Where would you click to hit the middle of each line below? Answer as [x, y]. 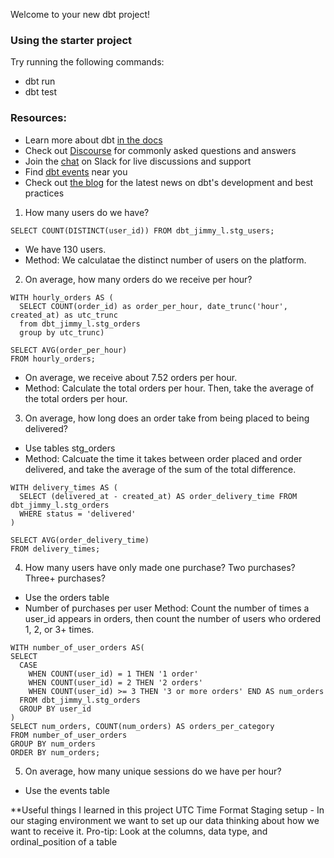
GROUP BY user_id [55, 709]
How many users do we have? [87, 212]
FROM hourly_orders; [53, 359]
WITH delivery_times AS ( [64, 487]
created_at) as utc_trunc [64, 315]
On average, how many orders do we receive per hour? [138, 279]
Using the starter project [71, 40]
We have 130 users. [65, 249]
